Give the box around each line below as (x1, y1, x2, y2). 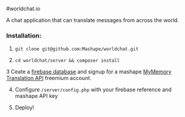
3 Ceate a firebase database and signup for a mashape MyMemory (6, 68, 172, 75)
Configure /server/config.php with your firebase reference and (14, 86, 172, 93)
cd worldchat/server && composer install (14, 58, 120, 64)
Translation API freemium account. (6, 75, 92, 82)
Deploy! (14, 104, 35, 111)
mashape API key (14, 93, 58, 100)
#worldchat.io (6, 5, 41, 12)
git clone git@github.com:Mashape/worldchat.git (14, 46, 139, 53)
